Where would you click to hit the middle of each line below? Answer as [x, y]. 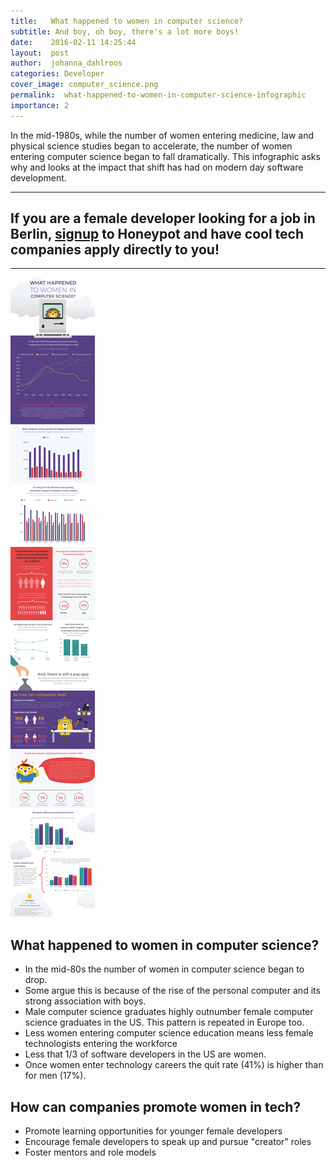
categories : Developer [57, 74]
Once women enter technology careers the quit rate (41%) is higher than [174, 1065]
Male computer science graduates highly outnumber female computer [169, 1012]
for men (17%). [55, 1076]
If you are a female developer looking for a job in [163, 218]
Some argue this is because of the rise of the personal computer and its [172, 991]
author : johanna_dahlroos [66, 63]
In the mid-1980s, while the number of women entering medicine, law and [162, 135]
